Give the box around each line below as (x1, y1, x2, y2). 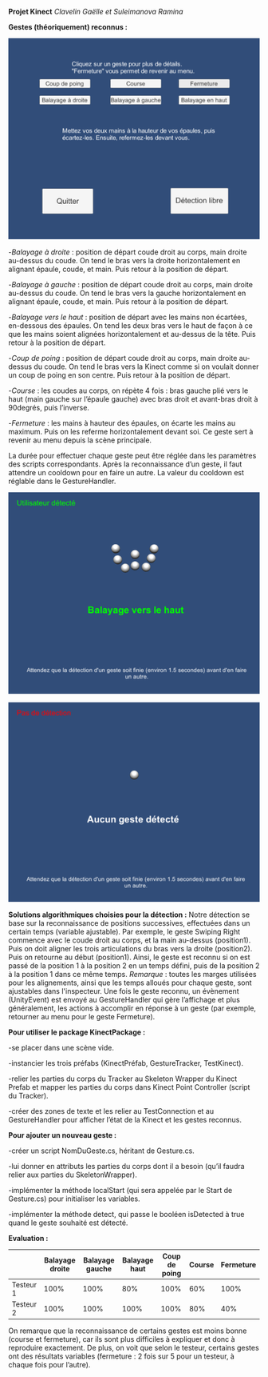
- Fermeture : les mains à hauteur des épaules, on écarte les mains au (8, 418, 236, 427)
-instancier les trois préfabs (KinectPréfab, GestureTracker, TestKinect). (8, 1059, 244, 1068)
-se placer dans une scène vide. (8, 1043, 114, 1053)
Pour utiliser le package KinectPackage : (8, 1027, 146, 1037)
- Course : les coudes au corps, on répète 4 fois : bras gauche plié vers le (8, 386, 249, 395)
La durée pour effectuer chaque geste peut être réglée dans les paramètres (8, 450, 257, 460)
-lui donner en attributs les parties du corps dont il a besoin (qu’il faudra (8, 1162, 245, 1171)
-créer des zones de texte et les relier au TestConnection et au (8, 1107, 214, 1116)
